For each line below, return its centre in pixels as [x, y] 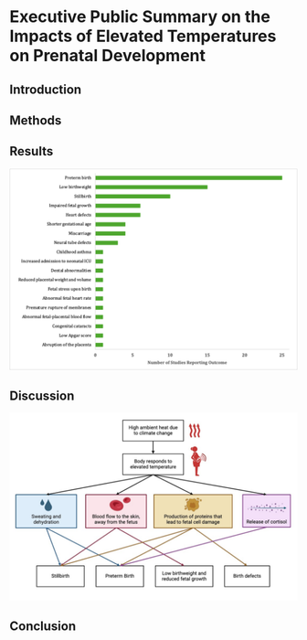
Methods [36, 120]
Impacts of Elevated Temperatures [143, 36]
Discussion [42, 395]
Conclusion [43, 627]
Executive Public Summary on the [140, 17]
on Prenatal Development [108, 56]
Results [32, 151]
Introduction [46, 89]
